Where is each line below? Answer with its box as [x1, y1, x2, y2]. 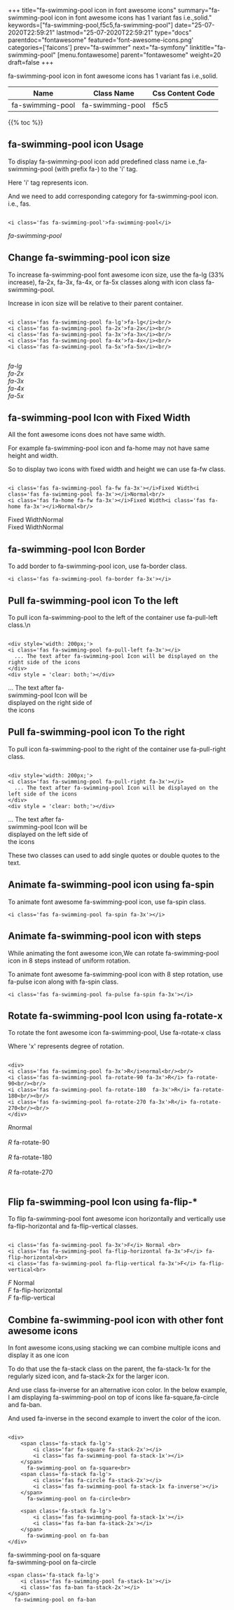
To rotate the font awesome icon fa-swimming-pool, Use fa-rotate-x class [8, 1029, 221, 1037]
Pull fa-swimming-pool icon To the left [8, 595, 179, 607]
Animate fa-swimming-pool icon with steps [8, 930, 202, 942]
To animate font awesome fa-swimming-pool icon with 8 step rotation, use [8, 970, 223, 978]
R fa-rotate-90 [8, 1138, 50, 1147]
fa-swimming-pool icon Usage [8, 138, 144, 150]
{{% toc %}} [8, 119, 44, 126]
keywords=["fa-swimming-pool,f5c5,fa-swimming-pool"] [8, 21, 174, 29]
